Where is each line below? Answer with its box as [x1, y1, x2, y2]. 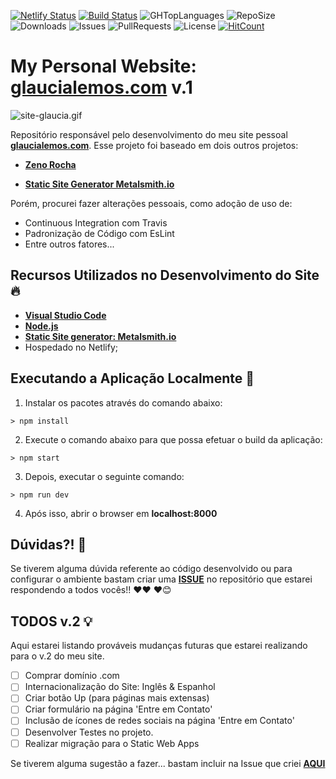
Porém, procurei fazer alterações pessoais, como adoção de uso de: [10, 197, 293, 209]
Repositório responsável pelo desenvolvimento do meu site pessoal [10, 128, 288, 140]
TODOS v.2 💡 [10, 613, 93, 630]
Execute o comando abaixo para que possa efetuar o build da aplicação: [24, 433, 323, 445]
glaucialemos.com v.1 [10, 76, 193, 99]
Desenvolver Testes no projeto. [24, 726, 154, 738]
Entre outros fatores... [24, 238, 115, 250]
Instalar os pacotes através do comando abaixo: [24, 396, 223, 409]
